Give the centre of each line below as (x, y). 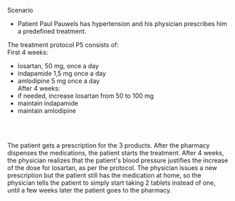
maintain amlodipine (46, 111)
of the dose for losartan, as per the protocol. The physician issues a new (112, 168)
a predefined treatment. (52, 31)
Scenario (20, 10)
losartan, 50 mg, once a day (58, 66)
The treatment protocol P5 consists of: (63, 45)
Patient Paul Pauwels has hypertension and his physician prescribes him (122, 24)
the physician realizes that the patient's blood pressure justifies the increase (118, 160)
